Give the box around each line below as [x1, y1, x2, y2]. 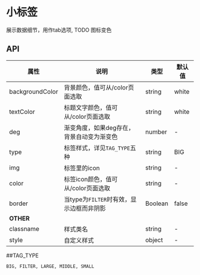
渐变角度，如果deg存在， [64, 123, 135, 132]
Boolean [145, 199, 168, 208]
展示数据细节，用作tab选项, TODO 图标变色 [6, 26, 112, 33]
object [145, 236, 163, 244]
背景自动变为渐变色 [64, 132, 118, 141]
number [145, 128, 168, 136]
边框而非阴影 [70, 204, 106, 212]
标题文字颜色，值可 [64, 103, 118, 112]
